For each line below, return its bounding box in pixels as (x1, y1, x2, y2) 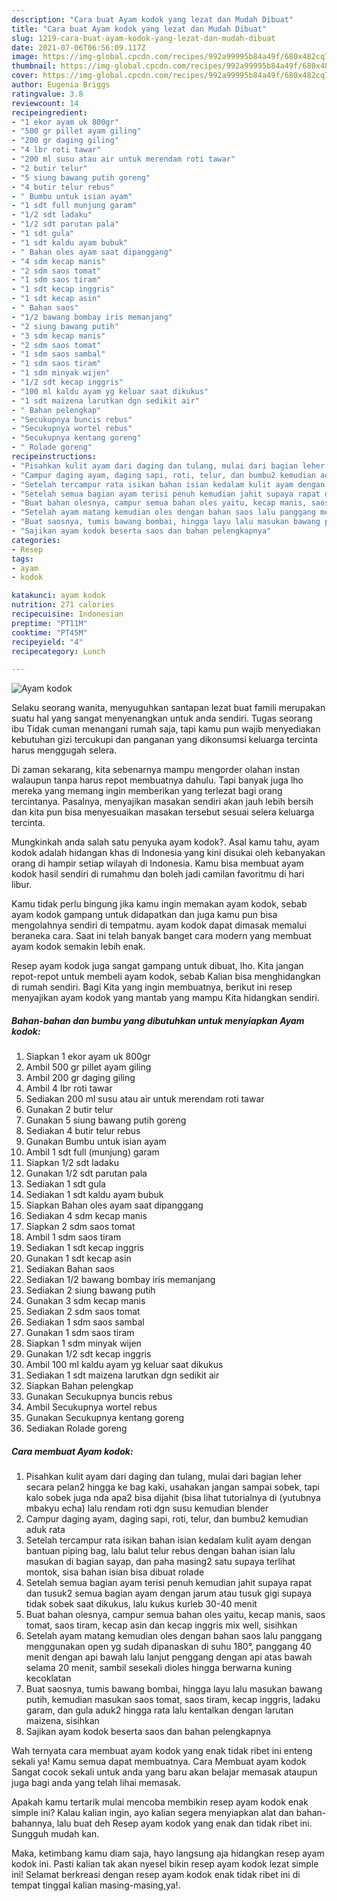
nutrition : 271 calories (11, 600, 115, 610)
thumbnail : (11, 61, 57, 71)
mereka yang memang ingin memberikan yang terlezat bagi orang (11, 785, 283, 797)
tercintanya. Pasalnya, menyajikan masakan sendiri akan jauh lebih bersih (11, 796, 314, 808)
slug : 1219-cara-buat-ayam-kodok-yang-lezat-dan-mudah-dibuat (11, 33, 276, 43)
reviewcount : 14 (11, 98, 79, 108)
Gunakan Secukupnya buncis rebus (25, 1391, 173, 1403)
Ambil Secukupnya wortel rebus (25, 1401, 158, 1413)
